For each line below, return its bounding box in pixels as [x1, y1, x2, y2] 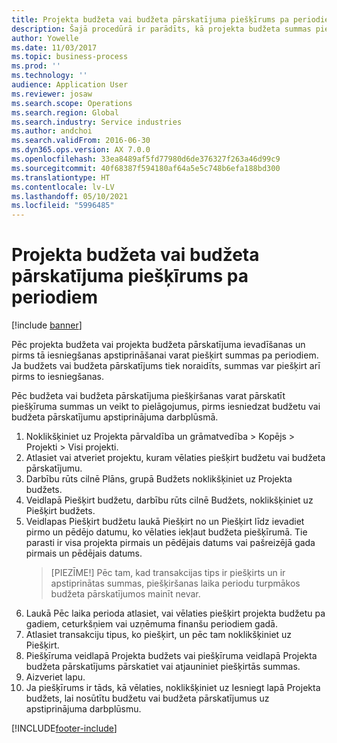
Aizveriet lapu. [25, 671, 86, 683]
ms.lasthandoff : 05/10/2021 [11, 191, 129, 201]
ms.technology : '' [11, 71, 88, 81]
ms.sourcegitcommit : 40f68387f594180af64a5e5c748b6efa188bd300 [11, 163, 281, 173]
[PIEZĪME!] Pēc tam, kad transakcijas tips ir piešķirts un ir [50, 567, 286, 579]
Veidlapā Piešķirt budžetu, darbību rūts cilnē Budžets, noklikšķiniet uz [25, 494, 314, 506]
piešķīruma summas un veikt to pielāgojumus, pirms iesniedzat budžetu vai [11, 401, 321, 413]
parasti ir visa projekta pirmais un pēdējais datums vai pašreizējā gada [25, 537, 316, 549]
